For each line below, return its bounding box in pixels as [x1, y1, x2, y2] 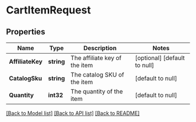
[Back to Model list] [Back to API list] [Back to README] [6, 110, 140, 117]
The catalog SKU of [71, 71, 124, 79]
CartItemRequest [6, 4, 92, 17]
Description [83, 44, 117, 52]
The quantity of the [71, 88, 123, 95]
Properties [6, 27, 45, 37]
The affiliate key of [71, 54, 122, 62]
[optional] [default [135, 54, 185, 62]
